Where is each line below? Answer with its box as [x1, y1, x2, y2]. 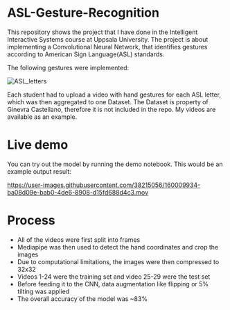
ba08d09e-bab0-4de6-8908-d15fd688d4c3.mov [7, 188, 149, 196]
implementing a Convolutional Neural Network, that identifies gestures [7, 42, 208, 51]
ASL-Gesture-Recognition [7, 5, 159, 21]
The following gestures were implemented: [7, 63, 130, 72]
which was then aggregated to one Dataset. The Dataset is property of [7, 97, 209, 106]
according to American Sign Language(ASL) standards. [7, 50, 165, 58]
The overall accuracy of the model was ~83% [17, 294, 148, 303]
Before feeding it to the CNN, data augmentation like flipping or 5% [17, 279, 209, 288]
